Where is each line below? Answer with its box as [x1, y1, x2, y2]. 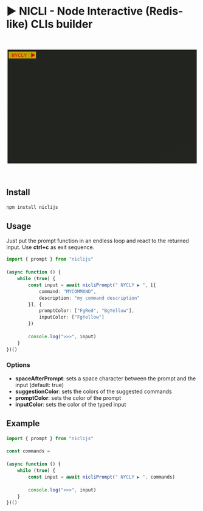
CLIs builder [30, 17, 93, 31]
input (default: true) [15, 381, 64, 388]
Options [6, 361, 30, 369]
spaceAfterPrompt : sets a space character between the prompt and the [15, 374, 196, 382]
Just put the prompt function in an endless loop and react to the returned [6, 237, 190, 245]
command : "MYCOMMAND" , [38, 288, 97, 294]
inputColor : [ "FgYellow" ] [38, 314, 105, 321]
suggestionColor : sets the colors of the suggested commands [15, 388, 172, 395]
